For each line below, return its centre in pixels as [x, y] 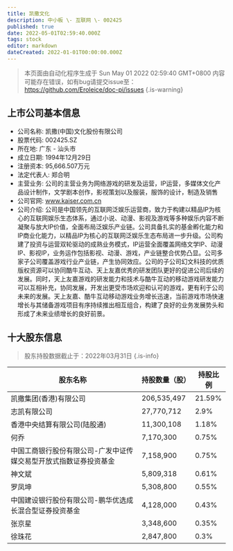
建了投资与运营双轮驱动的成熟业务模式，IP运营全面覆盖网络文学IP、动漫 [120, 244]
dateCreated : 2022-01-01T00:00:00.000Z [65, 53]
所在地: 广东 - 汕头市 [46, 148]
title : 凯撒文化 [28, 14]
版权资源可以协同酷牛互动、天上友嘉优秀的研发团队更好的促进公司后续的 [120, 270]
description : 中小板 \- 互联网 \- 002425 [65, 20]
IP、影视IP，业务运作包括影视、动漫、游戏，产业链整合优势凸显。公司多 [120, 253]
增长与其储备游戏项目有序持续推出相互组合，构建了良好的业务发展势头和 [120, 305]
